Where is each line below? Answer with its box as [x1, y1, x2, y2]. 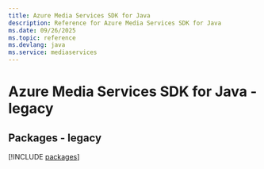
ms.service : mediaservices [8, 48, 98, 56]
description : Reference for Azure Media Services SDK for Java [8, 19, 222, 27]
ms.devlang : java [8, 41, 66, 49]
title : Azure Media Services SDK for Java [8, 11, 151, 20]
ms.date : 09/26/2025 [8, 26, 77, 34]
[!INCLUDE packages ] [8, 152, 80, 161]
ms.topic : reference [8, 33, 77, 42]
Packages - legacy [8, 131, 101, 144]
